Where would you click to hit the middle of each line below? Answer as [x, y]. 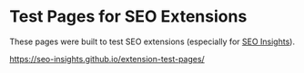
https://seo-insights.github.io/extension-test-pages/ [107, 59]
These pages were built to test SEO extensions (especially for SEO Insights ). [152, 41]
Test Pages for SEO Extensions [128, 17]
